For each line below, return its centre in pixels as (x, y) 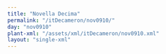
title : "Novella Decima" (44, 14)
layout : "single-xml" (39, 40)
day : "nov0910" (30, 27)
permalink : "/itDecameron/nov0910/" (61, 20)
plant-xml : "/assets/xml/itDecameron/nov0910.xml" (83, 33)
